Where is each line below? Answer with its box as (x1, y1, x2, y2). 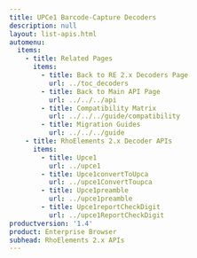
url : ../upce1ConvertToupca (48, 178, 153, 187)
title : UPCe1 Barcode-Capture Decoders (9, 12, 157, 22)
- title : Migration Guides (41, 121, 141, 129)
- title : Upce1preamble (41, 186, 129, 195)
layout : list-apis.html (9, 29, 98, 38)
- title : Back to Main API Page (41, 87, 162, 96)
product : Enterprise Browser (9, 227, 117, 236)
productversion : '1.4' (9, 219, 93, 228)
